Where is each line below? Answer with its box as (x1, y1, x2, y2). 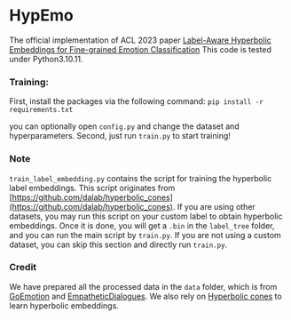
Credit (9, 261, 37, 274)
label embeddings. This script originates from (9, 182, 176, 193)
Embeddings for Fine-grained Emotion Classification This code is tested (9, 44, 272, 54)
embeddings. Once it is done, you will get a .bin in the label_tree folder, (9, 220, 275, 231)
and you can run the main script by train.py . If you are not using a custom (9, 229, 281, 240)
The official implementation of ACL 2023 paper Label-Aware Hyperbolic (9, 35, 272, 45)
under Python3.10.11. (9, 53, 83, 64)
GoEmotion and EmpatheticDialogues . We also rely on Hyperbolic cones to (9, 291, 282, 301)
